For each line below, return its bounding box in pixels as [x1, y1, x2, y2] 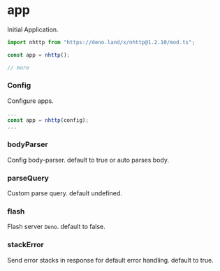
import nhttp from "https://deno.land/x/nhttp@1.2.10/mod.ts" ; [7, 39, 196, 46]
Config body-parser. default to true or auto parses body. [7, 155, 170, 164]
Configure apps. [7, 97, 54, 105]
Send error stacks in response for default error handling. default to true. [7, 256, 214, 264]
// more [7, 64, 30, 71]
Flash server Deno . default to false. [7, 223, 106, 231]
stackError [7, 240, 44, 250]
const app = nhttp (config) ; [7, 116, 89, 124]
